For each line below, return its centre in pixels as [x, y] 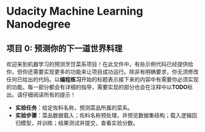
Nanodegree [39, 24]
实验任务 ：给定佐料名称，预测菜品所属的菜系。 [74, 108]
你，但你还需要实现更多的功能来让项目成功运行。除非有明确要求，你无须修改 [103, 72]
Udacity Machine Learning [75, 11]
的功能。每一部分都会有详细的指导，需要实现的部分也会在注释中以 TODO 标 [100, 87]
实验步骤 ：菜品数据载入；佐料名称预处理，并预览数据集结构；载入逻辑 [103, 115]
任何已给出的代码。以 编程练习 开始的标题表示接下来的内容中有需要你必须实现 [103, 79]
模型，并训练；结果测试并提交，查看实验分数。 [79, 123]
